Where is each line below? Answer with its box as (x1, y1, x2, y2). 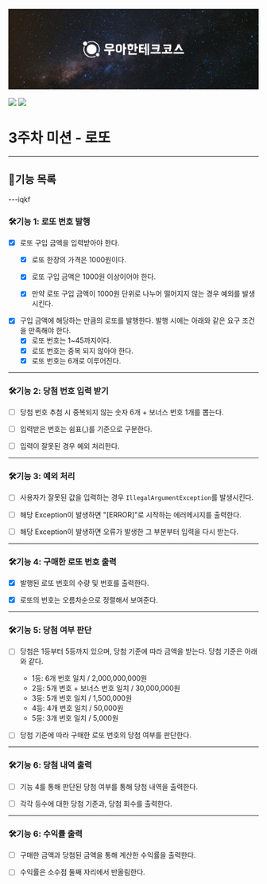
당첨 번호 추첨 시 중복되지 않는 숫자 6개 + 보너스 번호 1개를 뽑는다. (19, 407, 224, 417)
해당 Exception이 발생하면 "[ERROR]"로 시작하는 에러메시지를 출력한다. (19, 509, 242, 519)
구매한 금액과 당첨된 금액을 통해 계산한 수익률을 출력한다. (19, 851, 196, 860)
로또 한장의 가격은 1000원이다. (31, 255, 127, 265)
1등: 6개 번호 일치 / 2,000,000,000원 (31, 674, 148, 683)
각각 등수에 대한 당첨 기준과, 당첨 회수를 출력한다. (19, 799, 172, 808)
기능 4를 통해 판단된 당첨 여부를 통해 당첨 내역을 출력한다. (19, 782, 199, 792)
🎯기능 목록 (8, 173, 57, 187)
